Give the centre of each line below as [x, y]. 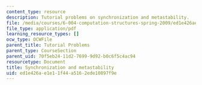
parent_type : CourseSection [41, 51]
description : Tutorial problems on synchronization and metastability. [98, 17]
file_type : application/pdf [41, 28]
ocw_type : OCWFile [29, 40]
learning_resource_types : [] [43, 34]
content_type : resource [36, 12]
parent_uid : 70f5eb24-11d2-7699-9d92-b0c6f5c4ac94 [71, 56]
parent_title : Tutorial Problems [48, 45]
